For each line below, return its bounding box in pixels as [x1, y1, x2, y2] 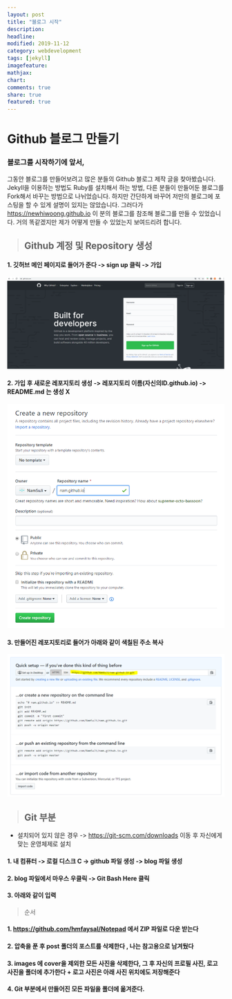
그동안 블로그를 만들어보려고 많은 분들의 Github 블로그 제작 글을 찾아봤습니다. [7, 175, 216, 183]
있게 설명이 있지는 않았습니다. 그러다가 [40, 200, 144, 208]
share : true [7, 91, 41, 98]
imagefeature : [7, 62, 48, 69]
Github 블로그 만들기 [7, 131, 119, 147]
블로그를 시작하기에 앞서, [7, 157, 85, 167]
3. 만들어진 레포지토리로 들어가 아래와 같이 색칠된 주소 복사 [7, 638, 164, 646]
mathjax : [7, 69, 32, 76]
